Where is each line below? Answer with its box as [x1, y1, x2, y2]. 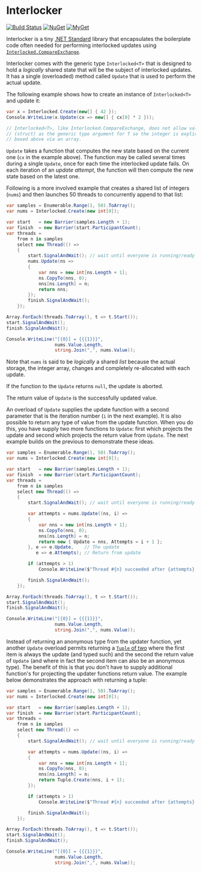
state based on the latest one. [6, 173, 80, 180]
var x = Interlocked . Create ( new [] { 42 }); [6, 108, 117, 114]
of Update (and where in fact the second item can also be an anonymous [6, 657, 185, 664]
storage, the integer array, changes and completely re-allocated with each [6, 365, 191, 372]
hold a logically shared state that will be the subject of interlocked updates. [6, 66, 192, 73]
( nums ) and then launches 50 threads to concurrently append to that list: [6, 191, 183, 198]
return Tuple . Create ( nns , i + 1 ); [38, 777, 125, 783]
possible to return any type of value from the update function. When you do [6, 419, 194, 426]
